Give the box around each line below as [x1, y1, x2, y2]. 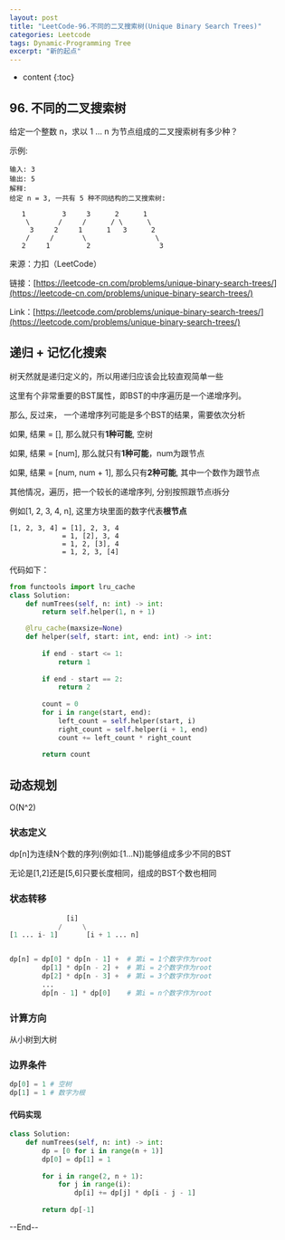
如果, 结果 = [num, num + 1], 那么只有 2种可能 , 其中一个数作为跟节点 [9, 467, 261, 478]
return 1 [57, 657, 91, 666]
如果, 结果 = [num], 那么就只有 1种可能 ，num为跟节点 [9, 447, 205, 458]
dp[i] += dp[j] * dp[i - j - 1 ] [73, 1188, 196, 1197]
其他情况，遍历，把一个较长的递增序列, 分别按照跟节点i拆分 [9, 486, 231, 497]
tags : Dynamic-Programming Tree [9, 38, 131, 48]
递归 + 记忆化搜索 [9, 345, 107, 360]
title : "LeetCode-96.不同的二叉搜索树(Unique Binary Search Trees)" [9, 22, 262, 31]
